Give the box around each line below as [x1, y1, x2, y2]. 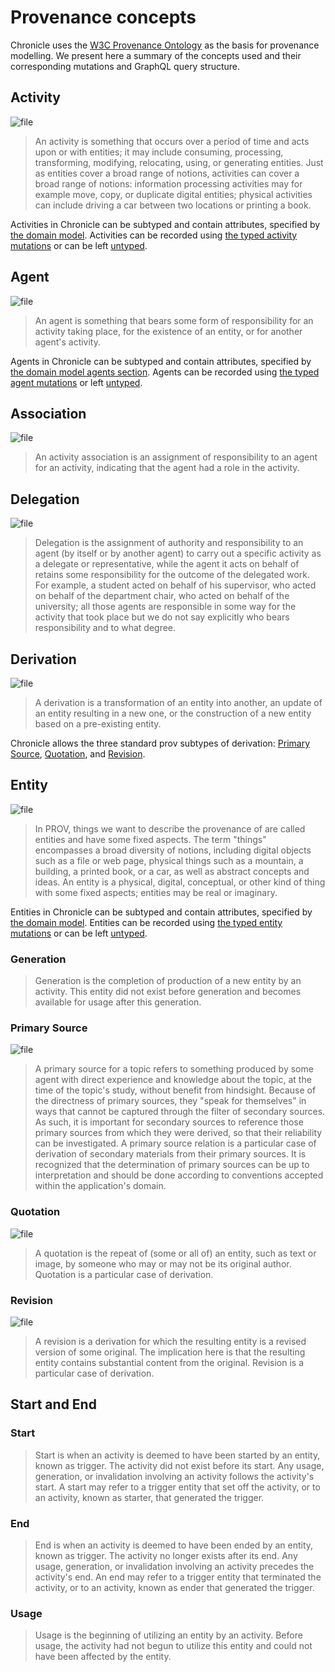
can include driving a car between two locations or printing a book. [34, 199, 312, 211]
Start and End [10, 1396, 97, 1413]
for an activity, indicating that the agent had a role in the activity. [34, 462, 300, 474]
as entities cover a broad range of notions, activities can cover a [34, 167, 300, 179]
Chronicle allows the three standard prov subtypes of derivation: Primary [10, 737, 311, 749]
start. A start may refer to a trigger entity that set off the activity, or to [34, 1481, 321, 1493]
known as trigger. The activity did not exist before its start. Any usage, [34, 1459, 325, 1471]
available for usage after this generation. [34, 996, 202, 1008]
